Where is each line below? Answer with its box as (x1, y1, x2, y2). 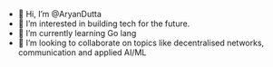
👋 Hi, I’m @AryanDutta (17, 9, 102, 19)
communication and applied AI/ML (17, 47, 147, 58)
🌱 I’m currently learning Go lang (17, 28, 137, 38)
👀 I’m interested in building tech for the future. (17, 18, 190, 29)
